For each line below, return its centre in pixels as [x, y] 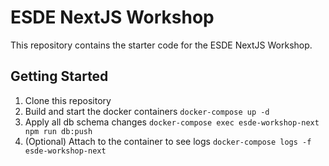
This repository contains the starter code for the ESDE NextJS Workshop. [161, 45]
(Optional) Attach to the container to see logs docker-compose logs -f [168, 141]
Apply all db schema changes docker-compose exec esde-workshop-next [172, 122]
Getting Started [59, 76]
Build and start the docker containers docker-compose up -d [147, 111]
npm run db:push [58, 131]
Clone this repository [68, 100]
